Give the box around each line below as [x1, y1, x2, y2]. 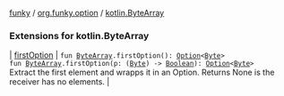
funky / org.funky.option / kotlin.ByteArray [9, 8, 165, 18]
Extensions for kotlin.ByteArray [9, 29, 150, 42]
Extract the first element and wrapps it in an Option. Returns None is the [9, 67, 275, 78]
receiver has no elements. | [9, 76, 110, 87]
